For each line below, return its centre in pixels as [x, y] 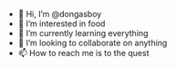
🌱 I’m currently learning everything [83, 33]
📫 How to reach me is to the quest [83, 53]
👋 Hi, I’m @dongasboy [60, 14]
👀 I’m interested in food [62, 24]
